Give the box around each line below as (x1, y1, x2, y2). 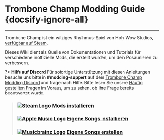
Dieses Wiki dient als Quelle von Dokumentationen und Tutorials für (5, 49, 141, 55)
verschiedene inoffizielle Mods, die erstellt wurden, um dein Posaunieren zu (5, 54, 158, 60)
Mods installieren (52, 102, 94, 109)
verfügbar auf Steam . (5, 40, 48, 46)
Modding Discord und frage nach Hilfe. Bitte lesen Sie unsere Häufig (5, 79, 143, 85)
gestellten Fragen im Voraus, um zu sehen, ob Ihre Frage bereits (5, 85, 134, 91)
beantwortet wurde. (5, 90, 45, 96)
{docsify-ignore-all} (5, 14, 89, 25)
